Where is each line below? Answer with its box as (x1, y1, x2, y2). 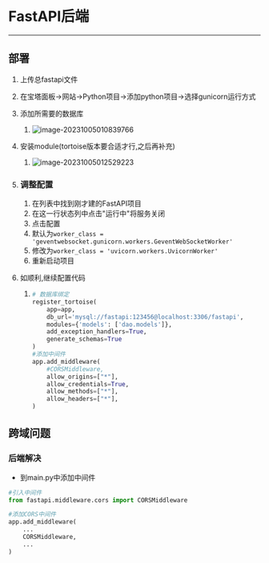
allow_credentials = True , (46, 380, 130, 388)
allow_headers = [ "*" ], (46, 395, 118, 403)
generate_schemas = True (46, 335, 122, 344)
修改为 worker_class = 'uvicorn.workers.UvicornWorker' (31, 246, 219, 255)
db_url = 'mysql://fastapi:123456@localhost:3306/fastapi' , (46, 312, 244, 321)
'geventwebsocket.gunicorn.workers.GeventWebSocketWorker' (31, 238, 234, 246)
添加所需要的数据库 (19, 108, 84, 118)
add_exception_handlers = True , (46, 328, 147, 336)
